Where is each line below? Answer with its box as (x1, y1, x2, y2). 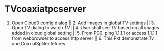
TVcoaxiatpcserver (4, 3, 87, 15)
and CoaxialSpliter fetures (11, 40, 65, 46)
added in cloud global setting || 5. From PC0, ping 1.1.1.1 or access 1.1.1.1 (11, 30, 158, 36)
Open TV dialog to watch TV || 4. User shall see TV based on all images (11, 25, 159, 30)
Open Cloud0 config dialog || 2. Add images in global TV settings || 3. (11, 20, 155, 25)
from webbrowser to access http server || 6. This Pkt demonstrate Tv (11, 35, 154, 41)
